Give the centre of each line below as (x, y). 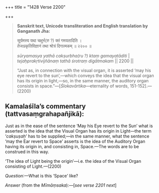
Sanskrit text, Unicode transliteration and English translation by (82, 26)
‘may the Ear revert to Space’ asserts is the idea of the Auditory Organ (75, 141)
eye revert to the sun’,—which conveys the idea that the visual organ (85, 76)
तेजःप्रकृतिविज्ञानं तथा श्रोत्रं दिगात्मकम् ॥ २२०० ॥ (54, 46)
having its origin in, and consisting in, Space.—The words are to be (72, 146)
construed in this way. (27, 152)
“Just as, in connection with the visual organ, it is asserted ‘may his (84, 70)
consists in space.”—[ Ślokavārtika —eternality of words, (73, 86)
